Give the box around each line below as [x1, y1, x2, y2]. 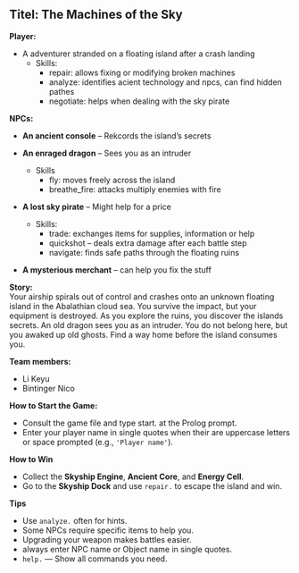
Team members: [9, 356, 71, 367]
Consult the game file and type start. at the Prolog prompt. [21, 417, 237, 428]
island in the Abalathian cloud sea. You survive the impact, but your [9, 300, 257, 311]
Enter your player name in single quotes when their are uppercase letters [21, 426, 290, 437]
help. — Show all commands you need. [21, 553, 168, 564]
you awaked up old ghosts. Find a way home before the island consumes [9, 329, 278, 340]
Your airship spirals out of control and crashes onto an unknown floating [9, 291, 275, 302]
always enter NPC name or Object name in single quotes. [21, 544, 233, 554]
